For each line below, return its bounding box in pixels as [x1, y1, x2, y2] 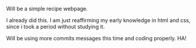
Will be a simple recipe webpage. [6, 5, 88, 12]
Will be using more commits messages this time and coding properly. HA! [6, 35, 187, 41]
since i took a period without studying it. [6, 23, 105, 30]
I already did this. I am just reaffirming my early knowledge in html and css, [6, 17, 191, 23]
